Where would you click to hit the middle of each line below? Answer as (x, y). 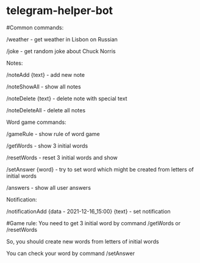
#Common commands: (35, 27)
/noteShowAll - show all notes (44, 87)
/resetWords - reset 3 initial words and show (62, 157)
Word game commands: (36, 122)
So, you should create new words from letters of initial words (83, 241)
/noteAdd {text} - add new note (46, 74)
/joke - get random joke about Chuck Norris (61, 51)
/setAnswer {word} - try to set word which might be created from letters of (100, 169)
